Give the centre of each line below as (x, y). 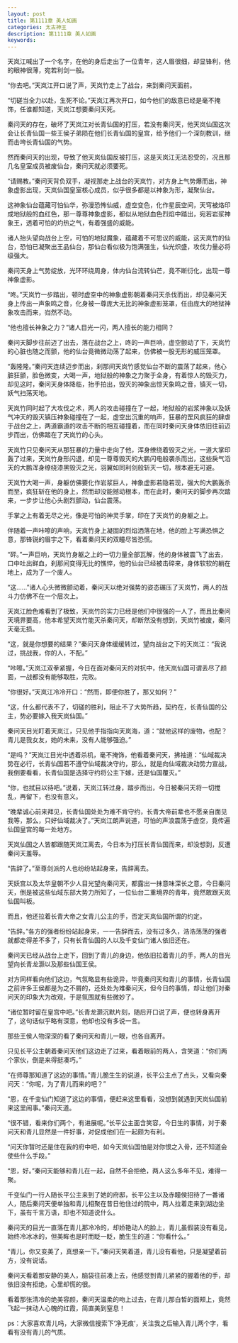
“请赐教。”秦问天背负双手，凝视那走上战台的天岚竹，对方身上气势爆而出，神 (117, 181)
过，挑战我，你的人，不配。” (48, 653)
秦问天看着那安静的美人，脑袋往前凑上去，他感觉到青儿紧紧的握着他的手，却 (119, 1276)
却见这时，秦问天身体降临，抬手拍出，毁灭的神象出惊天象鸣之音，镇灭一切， (119, 385)
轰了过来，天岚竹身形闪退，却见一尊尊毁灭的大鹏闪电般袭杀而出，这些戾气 (116, 459)
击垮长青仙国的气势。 (44, 142)
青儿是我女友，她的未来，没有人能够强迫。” (69, 740)
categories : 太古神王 (37, 27)
